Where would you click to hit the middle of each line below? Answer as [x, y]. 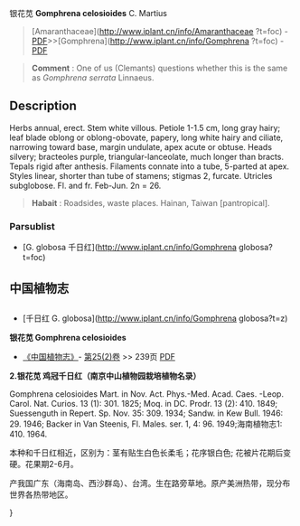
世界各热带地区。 [41, 494]
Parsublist [33, 226]
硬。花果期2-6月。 [44, 464]
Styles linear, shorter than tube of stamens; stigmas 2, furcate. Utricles [141, 175]
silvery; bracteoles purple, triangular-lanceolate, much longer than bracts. [147, 156]
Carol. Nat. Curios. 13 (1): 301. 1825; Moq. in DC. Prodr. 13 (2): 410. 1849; [144, 403]
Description [43, 106]
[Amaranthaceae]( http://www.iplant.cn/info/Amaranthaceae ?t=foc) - [160, 31]
